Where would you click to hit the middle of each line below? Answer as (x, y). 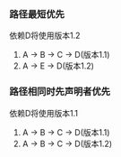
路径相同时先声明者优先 (60, 92)
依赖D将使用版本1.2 (45, 36)
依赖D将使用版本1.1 (44, 113)
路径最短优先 (37, 14)
